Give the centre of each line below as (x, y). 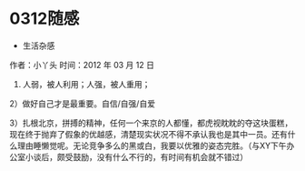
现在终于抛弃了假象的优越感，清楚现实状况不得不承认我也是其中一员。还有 (148, 134)
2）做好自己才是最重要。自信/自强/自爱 (83, 103)
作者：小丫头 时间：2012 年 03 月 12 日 (82, 65)
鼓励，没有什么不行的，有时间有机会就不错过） (160, 156)
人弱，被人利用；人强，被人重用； (86, 84)
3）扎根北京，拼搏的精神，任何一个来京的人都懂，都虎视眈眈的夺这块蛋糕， (151, 123)
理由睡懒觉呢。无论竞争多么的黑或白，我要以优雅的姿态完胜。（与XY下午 (152, 146)
